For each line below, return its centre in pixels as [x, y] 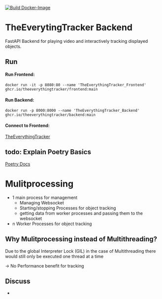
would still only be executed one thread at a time [54, 256]
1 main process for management [45, 198]
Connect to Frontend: [28, 126]
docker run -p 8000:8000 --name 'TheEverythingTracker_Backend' [72, 110]
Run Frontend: [20, 74]
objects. [13, 46]
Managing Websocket [42, 202]
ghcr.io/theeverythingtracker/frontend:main [51, 89]
